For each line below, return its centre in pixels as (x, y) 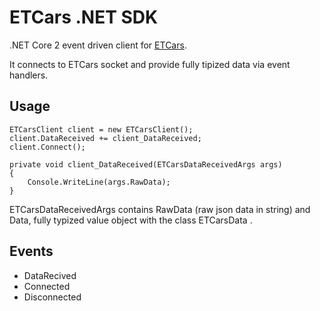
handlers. (29, 75)
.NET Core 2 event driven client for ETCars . (98, 45)
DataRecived (50, 275)
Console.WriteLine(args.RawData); (99, 182)
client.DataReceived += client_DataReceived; (105, 138)
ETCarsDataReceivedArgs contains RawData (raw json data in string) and (160, 209)
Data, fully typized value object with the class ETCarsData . (131, 220)
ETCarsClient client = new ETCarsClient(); (101, 129)
